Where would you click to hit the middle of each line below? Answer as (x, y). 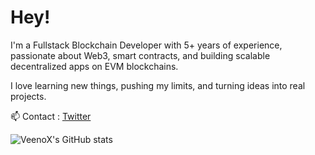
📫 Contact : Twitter (51, 116)
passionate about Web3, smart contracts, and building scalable (140, 55)
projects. (28, 96)
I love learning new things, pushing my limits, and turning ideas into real (158, 85)
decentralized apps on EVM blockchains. (94, 66)
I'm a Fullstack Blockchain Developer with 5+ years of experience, (146, 45)
